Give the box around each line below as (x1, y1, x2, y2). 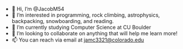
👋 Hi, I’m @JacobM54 (11, 6, 65, 12)
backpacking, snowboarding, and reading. (11, 18, 114, 24)
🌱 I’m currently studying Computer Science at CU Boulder (11, 24, 151, 31)
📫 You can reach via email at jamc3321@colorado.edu (11, 36, 144, 43)
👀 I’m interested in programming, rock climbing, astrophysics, (11, 12, 160, 18)
